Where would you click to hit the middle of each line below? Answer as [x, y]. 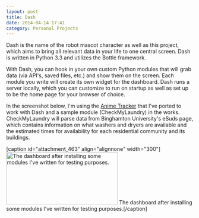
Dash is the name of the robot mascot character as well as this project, [93, 45]
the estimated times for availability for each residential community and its [96, 131]
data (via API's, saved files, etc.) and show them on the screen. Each [90, 75]
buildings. [18, 138]
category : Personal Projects [42, 28]
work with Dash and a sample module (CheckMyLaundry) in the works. [93, 112]
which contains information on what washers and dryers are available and [97, 125]
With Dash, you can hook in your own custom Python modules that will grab [99, 69]
